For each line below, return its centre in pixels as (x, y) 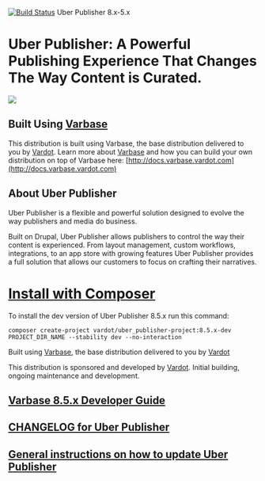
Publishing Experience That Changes (132, 61)
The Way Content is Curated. (105, 78)
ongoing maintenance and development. (74, 376)
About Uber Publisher (62, 194)
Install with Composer (82, 294)
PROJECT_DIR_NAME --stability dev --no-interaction (95, 337)
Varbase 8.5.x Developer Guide (87, 400)
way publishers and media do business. (73, 221)
